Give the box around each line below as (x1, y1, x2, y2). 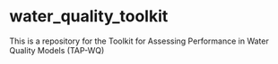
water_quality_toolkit (9, 6, 169, 27)
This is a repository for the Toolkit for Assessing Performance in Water (9, 36, 269, 46)
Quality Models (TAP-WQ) (9, 44, 105, 55)
